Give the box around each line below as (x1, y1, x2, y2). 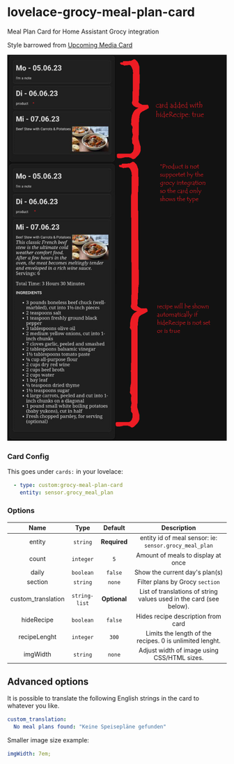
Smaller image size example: (7, 736, 89, 744)
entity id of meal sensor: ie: (139, 534, 218, 542)
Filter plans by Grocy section (136, 578, 221, 586)
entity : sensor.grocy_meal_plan (19, 489, 114, 496)
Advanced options (7, 675, 89, 687)
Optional (101, 594, 127, 604)
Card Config (7, 451, 49, 461)
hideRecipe (21, 615, 54, 624)
